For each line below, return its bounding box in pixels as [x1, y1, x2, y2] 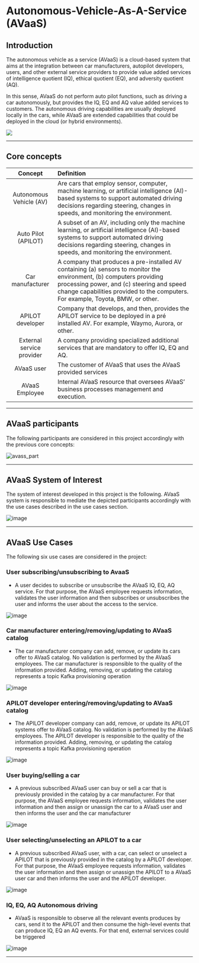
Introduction [6, 40, 53, 50]
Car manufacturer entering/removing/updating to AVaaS [6, 627, 172, 635]
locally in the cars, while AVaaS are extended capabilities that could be [6, 111, 179, 118]
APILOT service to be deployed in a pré [57, 312, 166, 320]
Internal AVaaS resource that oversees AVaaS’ [57, 377, 185, 386]
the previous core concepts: [6, 441, 75, 448]
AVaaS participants [6, 419, 79, 429]
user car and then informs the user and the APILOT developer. [14, 875, 166, 882]
